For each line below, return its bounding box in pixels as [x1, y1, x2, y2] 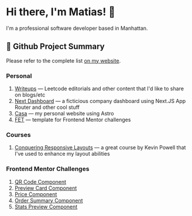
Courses [6, 131, 31, 139]
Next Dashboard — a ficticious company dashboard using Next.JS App [14, 98, 186, 105]
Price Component [14, 190, 57, 198]
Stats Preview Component [14, 203, 78, 210]
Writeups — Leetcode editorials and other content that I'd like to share [14, 85, 184, 92]
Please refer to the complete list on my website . [6, 57, 121, 64]
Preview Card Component [14, 184, 77, 191]
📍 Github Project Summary [6, 42, 105, 52]
